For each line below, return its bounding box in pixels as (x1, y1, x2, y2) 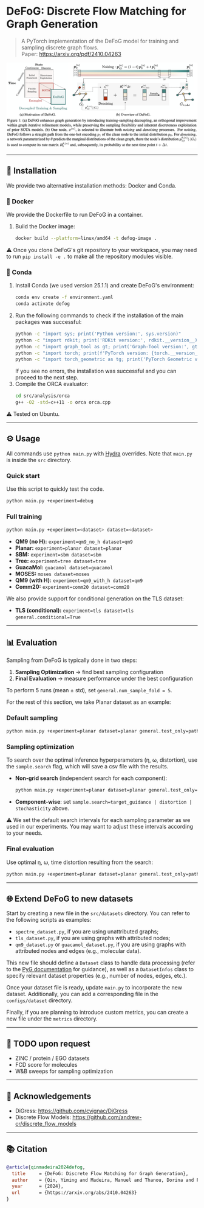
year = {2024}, (12, 1183, 64, 1190)
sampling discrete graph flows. (21, 44, 99, 51)
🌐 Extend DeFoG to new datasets (6, 893, 134, 904)
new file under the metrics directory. (6, 1015, 98, 1022)
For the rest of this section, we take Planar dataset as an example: (6, 698, 171, 706)
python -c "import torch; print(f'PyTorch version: (15, 350, 149, 356)
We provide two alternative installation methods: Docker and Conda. (6, 181, 177, 189)
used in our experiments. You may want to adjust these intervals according (6, 823, 193, 830)
